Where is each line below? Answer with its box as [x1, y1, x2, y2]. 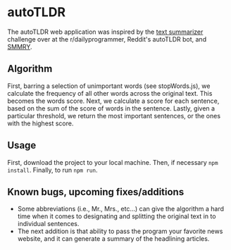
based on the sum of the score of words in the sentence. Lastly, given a [7, 104, 216, 113]
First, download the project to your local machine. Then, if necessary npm [7, 158, 218, 166]
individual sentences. [17, 220, 80, 228]
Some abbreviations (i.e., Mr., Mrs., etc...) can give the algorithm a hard [17, 205, 224, 213]
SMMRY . [7, 42, 33, 51]
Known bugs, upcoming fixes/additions [7, 186, 185, 198]
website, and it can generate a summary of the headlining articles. [17, 235, 210, 243]
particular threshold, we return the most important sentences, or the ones [7, 111, 220, 120]
